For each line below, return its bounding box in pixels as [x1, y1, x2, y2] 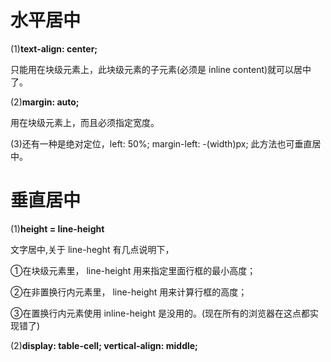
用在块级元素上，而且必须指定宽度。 [10, 116, 160, 128]
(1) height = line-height [10, 222, 105, 235]
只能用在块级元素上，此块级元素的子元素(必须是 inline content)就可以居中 [10, 63, 312, 75]
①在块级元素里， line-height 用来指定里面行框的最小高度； [10, 264, 257, 276]
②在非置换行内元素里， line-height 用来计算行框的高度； [10, 286, 248, 298]
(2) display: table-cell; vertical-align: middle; [10, 339, 198, 351]
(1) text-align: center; [10, 42, 98, 55]
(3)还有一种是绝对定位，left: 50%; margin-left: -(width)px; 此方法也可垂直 [10, 137, 313, 150]
